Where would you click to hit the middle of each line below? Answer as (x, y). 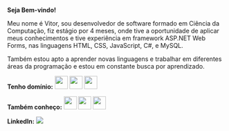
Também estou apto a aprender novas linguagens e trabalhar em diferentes (114, 59)
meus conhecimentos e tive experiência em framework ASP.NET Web (107, 38)
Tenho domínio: (30, 87)
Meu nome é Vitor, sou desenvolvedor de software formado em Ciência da (113, 23)
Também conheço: (35, 107)
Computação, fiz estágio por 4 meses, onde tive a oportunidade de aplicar (113, 31)
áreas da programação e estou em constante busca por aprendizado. (106, 66)
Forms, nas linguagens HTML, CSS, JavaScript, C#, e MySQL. (95, 45)
